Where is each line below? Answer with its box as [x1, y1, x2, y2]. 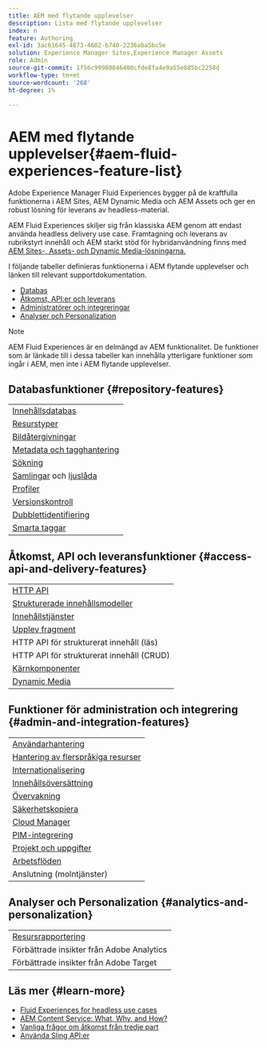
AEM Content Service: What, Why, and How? [19, 1014, 168, 1023]
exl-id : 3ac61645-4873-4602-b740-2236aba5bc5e [8, 42, 166, 50]
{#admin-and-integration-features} [8, 716, 190, 729]
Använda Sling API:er [19, 1030, 90, 1041]
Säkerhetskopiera [12, 803, 78, 814]
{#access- [198, 549, 252, 563]
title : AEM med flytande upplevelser [8, 11, 134, 20]
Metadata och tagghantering [12, 444, 120, 456]
